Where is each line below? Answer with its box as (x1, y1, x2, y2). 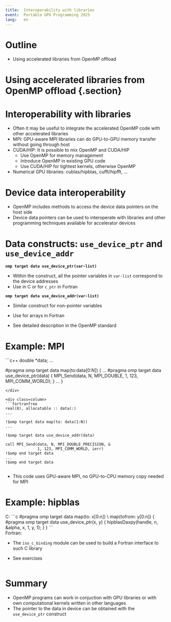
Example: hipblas (5, 496, 80, 508)
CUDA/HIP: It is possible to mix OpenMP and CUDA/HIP (12, 147, 130, 153)
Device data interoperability (5, 186, 126, 198)
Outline (5, 39, 37, 51)
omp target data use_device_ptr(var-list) (5, 264, 97, 269)
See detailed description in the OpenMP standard (12, 322, 116, 328)
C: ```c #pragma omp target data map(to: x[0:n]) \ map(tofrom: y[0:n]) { (5, 513, 155, 520)
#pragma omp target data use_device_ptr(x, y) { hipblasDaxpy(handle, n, (5, 519, 158, 525)
